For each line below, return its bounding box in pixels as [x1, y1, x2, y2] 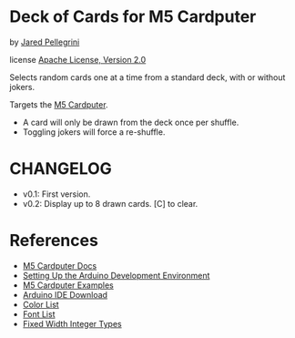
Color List [22, 299, 59, 310]
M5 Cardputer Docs [22, 260, 97, 271]
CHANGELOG [9, 159, 112, 179]
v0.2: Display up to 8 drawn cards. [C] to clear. [22, 198, 198, 209]
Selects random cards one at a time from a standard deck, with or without [9, 71, 286, 83]
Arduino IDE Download [22, 289, 107, 300]
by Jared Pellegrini [9, 36, 80, 47]
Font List [22, 308, 56, 320]
